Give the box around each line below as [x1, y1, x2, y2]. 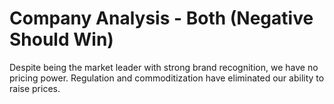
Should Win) [9, 28, 114, 51]
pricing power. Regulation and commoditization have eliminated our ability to [9, 72, 325, 84]
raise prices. [9, 82, 61, 94]
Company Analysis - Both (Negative [9, 7, 314, 30]
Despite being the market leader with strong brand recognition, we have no [9, 61, 319, 73]
